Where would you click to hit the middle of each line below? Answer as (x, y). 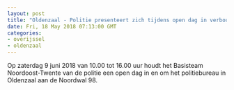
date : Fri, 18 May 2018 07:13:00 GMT (62, 26)
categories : (24, 33)
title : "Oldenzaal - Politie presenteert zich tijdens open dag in (107, 20)
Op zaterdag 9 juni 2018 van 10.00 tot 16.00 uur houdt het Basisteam (105, 65)
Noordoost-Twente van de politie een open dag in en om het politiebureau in (117, 73)
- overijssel (26, 39)
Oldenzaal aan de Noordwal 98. (53, 80)
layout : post (26, 13)
